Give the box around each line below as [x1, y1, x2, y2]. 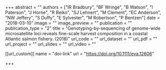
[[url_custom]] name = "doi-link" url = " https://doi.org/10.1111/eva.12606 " [5, 51, 154, 57]
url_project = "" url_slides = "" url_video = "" [5, 41, 96, 47]
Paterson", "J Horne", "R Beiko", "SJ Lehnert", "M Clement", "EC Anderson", [5, 9, 161, 15]
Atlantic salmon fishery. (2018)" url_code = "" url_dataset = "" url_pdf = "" [5, 36, 157, 42]
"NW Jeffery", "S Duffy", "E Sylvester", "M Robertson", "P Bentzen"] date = [5, 15, 160, 20]
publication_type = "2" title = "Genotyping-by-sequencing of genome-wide [5, 25, 160, 31]
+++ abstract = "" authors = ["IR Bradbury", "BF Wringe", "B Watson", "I [5, 4, 153, 10]
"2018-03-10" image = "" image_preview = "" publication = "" [5, 20, 132, 26]
